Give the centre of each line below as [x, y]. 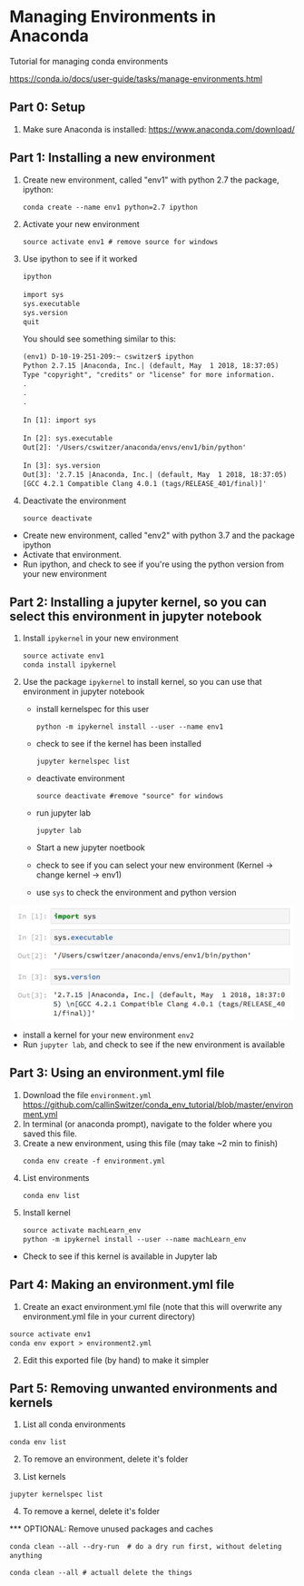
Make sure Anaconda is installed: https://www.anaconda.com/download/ [158, 129]
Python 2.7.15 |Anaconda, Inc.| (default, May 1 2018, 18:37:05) [151, 365]
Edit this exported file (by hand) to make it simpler [116, 1360]
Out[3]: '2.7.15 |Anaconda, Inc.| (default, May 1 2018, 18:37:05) [155, 474]
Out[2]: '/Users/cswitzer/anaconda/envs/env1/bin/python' [134, 447]
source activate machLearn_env [82, 1230]
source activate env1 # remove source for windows [120, 242]
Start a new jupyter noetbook [90, 848]
